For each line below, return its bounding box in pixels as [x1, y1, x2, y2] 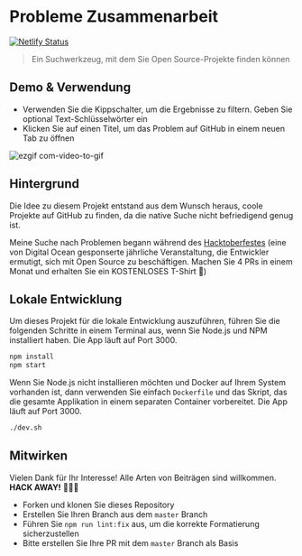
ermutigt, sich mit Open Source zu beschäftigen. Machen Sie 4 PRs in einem [9, 255, 293, 267]
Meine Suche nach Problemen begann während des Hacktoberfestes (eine [9, 236, 287, 247]
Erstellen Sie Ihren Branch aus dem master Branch [22, 508, 208, 520]
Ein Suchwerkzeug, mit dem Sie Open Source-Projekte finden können [31, 53, 290, 64]
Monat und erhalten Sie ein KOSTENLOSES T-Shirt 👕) [9, 265, 207, 276]
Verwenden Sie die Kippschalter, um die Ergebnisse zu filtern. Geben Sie [22, 104, 293, 115]
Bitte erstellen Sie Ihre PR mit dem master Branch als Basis [22, 537, 239, 548]
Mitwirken [9, 449, 69, 464]
